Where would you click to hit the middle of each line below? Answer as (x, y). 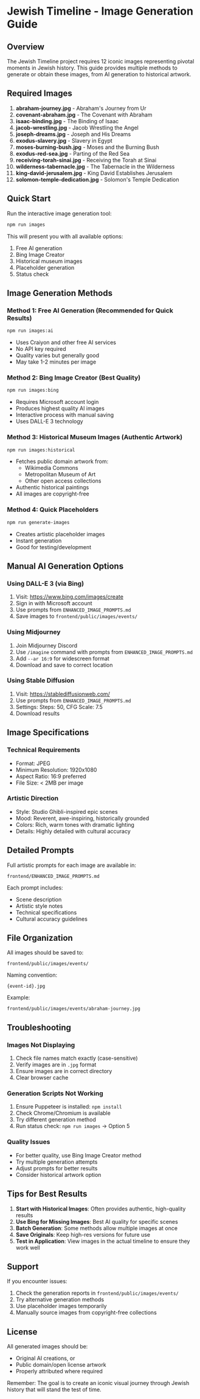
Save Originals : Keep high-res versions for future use (83, 1234)
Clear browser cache (42, 1077)
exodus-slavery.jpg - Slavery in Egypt (64, 140)
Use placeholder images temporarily (61, 1306)
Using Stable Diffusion (41, 680)
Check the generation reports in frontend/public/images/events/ (97, 1293)
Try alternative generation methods (60, 1300)
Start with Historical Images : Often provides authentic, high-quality (101, 1209)
